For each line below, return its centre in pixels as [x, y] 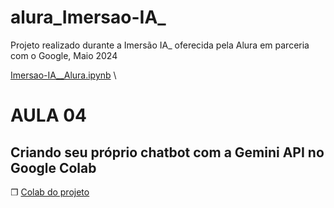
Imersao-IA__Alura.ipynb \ [63, 75]
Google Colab [53, 167]
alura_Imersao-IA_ [88, 17]
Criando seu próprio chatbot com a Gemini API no [167, 152]
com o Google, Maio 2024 [64, 55]
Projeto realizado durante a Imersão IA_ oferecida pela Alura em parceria [160, 45]
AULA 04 [49, 115]
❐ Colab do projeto [50, 192]
